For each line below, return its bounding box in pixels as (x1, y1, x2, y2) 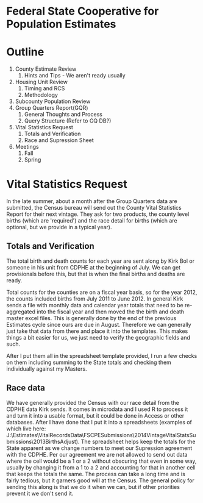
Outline (6, 45, 45, 59)
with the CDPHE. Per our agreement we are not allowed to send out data (6, 451, 188, 458)
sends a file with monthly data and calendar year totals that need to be (6, 301, 184, 309)
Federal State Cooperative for (6, 4, 159, 18)
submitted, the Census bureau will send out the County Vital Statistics (6, 204, 182, 212)
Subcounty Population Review (15, 98, 91, 105)
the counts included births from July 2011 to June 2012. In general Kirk (6, 294, 183, 302)
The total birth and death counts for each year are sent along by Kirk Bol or (6, 257, 195, 265)
